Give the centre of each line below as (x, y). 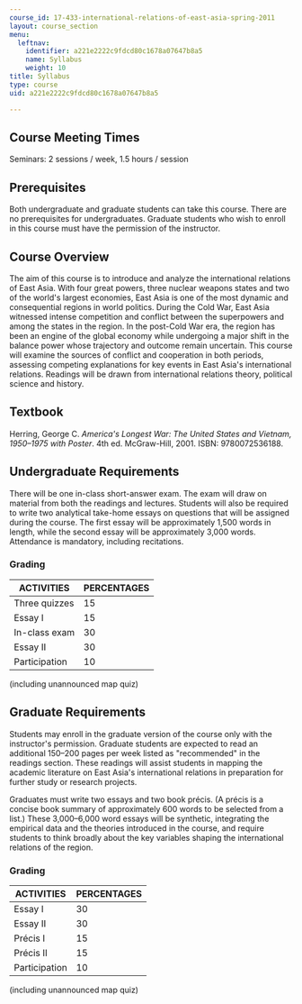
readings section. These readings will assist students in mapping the (136, 762)
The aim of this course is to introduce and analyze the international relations (150, 278)
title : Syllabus (40, 77)
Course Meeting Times (75, 137)
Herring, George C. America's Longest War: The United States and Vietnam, (151, 434)
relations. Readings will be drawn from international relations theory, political (151, 374)
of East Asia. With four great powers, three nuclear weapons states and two (149, 288)
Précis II (31, 953)
